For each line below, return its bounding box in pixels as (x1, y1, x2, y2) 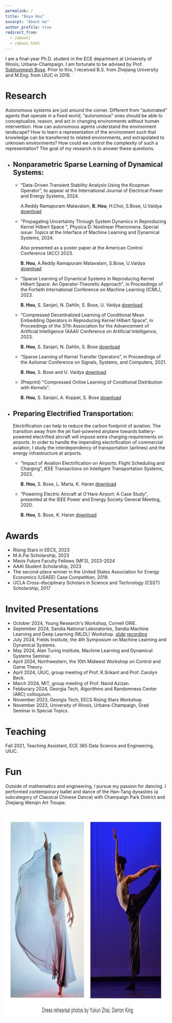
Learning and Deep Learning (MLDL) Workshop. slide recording (12, 631, 147, 637)
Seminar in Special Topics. (12, 708, 69, 714)
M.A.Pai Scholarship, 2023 (12, 552, 69, 559)
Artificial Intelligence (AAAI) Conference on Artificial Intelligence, (20, 328, 158, 334)
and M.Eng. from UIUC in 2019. (5, 72, 71, 78)
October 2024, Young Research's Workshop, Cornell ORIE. (12, 620, 137, 626)
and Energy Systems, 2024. (20, 193, 80, 199)
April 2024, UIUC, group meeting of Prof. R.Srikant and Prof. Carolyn (12, 669, 158, 676)
